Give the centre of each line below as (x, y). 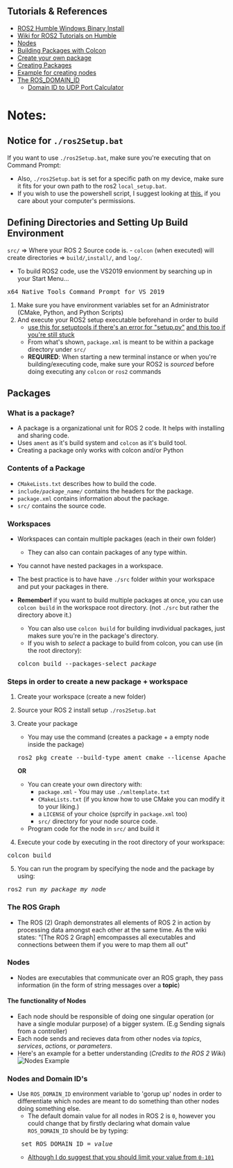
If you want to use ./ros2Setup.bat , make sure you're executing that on (109, 157)
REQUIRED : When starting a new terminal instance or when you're (122, 357)
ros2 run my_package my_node (57, 890)
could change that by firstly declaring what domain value (109, 1124)
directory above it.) (44, 615)
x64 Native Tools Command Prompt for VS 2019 (86, 292)
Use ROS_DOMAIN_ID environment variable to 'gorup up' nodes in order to (119, 1094)
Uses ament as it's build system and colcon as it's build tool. (102, 443)
